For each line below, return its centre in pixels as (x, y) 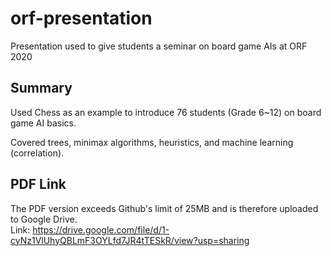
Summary (41, 88)
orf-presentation (81, 18)
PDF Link (38, 184)
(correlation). (37, 153)
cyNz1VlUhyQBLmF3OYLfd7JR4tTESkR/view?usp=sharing (130, 240)
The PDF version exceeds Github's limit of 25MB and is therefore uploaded (164, 208)
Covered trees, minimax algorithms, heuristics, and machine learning (152, 142)
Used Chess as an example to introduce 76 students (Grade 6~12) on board (166, 112)
